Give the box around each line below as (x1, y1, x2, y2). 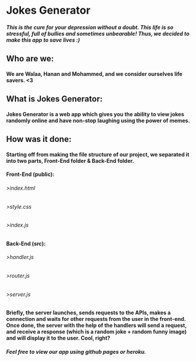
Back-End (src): (6, 240, 46, 247)
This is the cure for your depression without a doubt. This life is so (6, 23, 174, 30)
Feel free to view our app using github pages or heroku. (6, 348, 147, 355)
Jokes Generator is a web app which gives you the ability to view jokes (6, 110, 185, 118)
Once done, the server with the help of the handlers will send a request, (6, 322, 187, 329)
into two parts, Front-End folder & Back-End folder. (6, 157, 135, 164)
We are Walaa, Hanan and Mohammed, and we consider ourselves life (6, 70, 183, 78)
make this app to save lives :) (6, 36, 80, 44)
